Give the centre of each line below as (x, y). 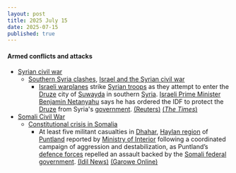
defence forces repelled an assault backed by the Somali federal (132, 154)
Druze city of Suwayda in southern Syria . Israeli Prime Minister (130, 94)
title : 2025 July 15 (38, 20)
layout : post (26, 14)
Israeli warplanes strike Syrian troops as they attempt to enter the (134, 87)
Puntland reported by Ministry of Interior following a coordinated (132, 139)
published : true (31, 34)
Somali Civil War (41, 117)
